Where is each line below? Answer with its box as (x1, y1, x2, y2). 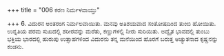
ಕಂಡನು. (7, 42, 24, 51)
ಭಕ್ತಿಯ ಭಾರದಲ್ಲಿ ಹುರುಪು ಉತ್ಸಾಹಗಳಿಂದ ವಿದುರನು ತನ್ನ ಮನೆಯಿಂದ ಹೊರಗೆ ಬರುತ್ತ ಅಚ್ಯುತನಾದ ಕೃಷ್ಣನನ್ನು (7, 35, 218, 43)
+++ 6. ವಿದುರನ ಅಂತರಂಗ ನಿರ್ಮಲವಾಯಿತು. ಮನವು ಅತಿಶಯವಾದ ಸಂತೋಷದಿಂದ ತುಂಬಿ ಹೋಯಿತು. (7, 20, 216, 27)
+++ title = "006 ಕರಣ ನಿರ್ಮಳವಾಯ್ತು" (7, 6, 100, 14)
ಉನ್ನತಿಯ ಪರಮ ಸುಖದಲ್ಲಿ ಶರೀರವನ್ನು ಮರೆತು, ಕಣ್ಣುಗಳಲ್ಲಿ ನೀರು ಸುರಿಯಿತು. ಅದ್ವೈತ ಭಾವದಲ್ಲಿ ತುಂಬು (7, 27, 210, 35)
